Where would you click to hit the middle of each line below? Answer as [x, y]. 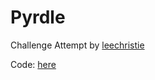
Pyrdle [38, 17]
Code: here [33, 64]
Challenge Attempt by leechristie [77, 45]
